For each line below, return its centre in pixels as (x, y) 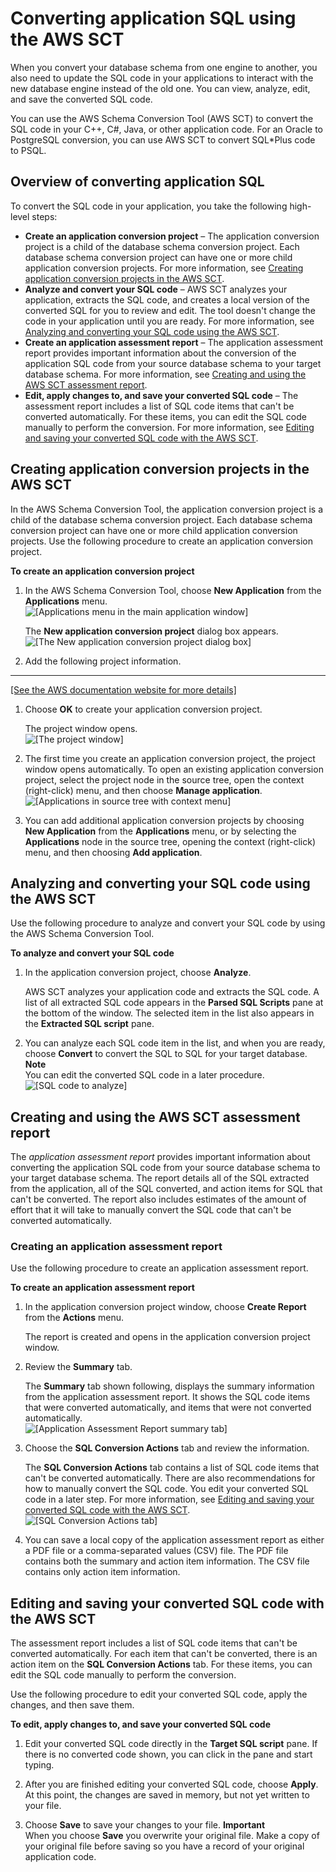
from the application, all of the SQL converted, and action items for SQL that (166, 1189)
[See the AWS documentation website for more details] (123, 689)
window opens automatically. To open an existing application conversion (174, 769)
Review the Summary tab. (78, 1367)
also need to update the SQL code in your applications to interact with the (162, 78)
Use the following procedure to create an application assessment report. (159, 1268)
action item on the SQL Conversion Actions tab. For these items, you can (161, 1664)
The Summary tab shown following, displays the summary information (169, 1386)
